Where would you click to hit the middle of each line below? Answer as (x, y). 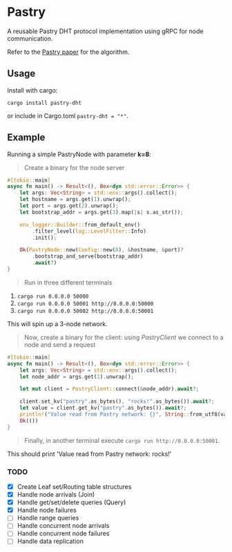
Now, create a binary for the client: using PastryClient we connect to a (124, 337)
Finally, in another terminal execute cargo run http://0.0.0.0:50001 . (122, 440)
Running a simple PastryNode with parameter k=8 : (79, 154)
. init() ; (45, 238)
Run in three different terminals (68, 282)
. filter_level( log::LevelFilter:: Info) (89, 231)
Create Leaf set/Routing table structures (74, 486)
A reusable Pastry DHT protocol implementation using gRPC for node (105, 31)
